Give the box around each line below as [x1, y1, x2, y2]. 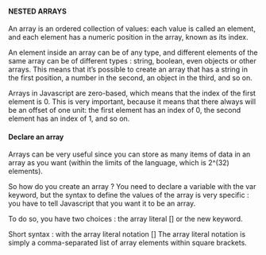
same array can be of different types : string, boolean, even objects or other [8, 56, 256, 66]
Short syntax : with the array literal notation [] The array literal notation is [8, 230, 246, 239]
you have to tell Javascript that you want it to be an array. [8, 199, 196, 208]
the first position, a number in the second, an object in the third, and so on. [8, 73, 253, 83]
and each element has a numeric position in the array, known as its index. [8, 33, 249, 42]
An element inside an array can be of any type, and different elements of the [8, 48, 258, 57]
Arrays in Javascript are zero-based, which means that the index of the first [8, 88, 256, 99]
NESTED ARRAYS [8, 6, 67, 16]
